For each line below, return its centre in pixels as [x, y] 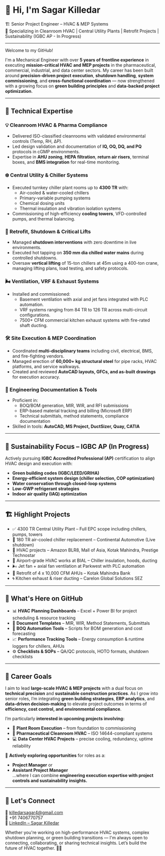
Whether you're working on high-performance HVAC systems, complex [77, 832]
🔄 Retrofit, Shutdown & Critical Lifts [48, 231]
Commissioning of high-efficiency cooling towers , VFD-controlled [79, 214]
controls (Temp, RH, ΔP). [37, 141]
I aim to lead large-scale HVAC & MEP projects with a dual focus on [74, 688]
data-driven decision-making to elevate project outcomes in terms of [76, 704]
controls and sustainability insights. [50, 781]
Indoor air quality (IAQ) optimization [50, 494]
